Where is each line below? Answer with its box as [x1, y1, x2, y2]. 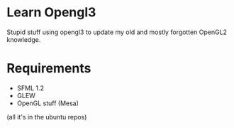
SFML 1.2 [16, 83, 44, 92]
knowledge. [6, 35, 41, 43]
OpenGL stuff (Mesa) [16, 99, 79, 107]
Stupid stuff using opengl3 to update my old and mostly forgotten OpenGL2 [6, 28, 228, 36]
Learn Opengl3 [6, 4, 96, 21]
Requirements [6, 60, 91, 77]
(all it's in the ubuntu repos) [6, 112, 87, 121]
